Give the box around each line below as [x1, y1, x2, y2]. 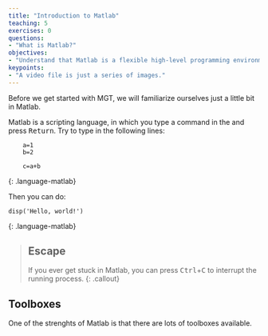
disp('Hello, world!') [8, 207, 84, 215]
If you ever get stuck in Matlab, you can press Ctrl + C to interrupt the [27, 266, 257, 275]
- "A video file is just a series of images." [8, 71, 166, 79]
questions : [8, 34, 45, 42]
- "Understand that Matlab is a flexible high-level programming [8, 57, 230, 65]
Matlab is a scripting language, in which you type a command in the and [8, 117, 245, 126]
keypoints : [8, 64, 45, 72]
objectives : [8, 49, 48, 57]
